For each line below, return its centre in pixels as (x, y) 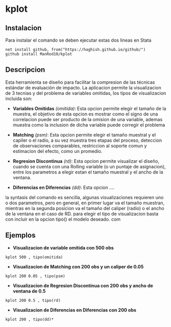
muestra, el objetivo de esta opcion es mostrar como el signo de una (85, 114)
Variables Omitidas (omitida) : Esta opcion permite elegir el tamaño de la (89, 108)
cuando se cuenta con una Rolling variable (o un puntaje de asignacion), (89, 166)
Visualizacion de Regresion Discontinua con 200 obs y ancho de (83, 285)
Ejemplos (21, 235)
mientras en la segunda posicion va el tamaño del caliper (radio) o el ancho (85, 208)
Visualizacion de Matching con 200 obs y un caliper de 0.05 (78, 266)
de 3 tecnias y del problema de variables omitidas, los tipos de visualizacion (86, 93)
